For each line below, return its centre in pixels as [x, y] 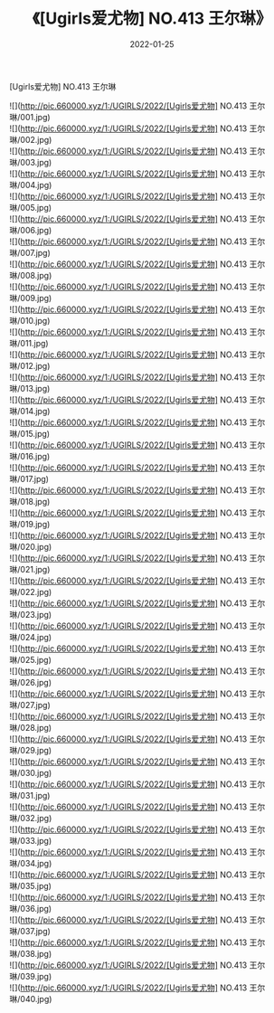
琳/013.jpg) [30, 388]
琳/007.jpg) [30, 252]
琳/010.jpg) [30, 320]
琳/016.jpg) [30, 456]
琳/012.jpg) [30, 365]
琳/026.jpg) [31, 682]
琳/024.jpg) [31, 637]
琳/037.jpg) [30, 931]
